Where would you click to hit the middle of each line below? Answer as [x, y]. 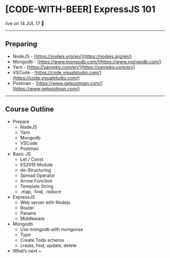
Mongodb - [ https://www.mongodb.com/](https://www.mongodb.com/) [87, 61]
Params [28, 213]
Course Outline [30, 109]
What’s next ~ [27, 251]
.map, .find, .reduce [40, 192]
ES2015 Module [36, 164]
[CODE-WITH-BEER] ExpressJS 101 [80, 9]
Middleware [32, 218]
